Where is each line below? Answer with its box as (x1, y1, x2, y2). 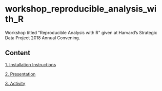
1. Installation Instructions (5, 61, 56, 67)
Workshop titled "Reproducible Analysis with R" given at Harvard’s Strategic (5, 30, 158, 35)
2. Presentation (5, 71, 36, 77)
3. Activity (5, 80, 25, 86)
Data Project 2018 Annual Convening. (5, 35, 81, 41)
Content (5, 49, 31, 57)
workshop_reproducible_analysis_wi (5, 3, 157, 15)
